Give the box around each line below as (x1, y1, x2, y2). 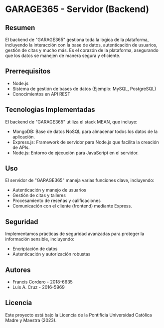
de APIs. (12, 144, 30, 150)
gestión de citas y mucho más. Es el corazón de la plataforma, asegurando (5, 47, 159, 53)
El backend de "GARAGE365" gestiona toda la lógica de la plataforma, (5, 36, 149, 42)
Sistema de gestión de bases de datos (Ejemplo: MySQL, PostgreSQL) (12, 85, 157, 91)
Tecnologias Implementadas (5, 105, 96, 114)
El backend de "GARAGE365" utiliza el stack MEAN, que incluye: (5, 118, 138, 124)
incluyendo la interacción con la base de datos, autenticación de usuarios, (5, 42, 158, 48)
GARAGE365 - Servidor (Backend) (5, 3, 150, 15)
